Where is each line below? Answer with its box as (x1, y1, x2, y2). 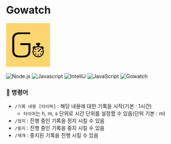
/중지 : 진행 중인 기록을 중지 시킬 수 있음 (14, 125, 105, 132)
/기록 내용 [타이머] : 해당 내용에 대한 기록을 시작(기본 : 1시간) (14, 103, 152, 110)
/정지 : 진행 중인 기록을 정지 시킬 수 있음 (14, 117, 105, 124)
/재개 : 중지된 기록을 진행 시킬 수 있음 (14, 132, 98, 139)
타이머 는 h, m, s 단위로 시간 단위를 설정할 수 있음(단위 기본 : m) (23, 110, 166, 117)
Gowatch (6, 3, 51, 17)
